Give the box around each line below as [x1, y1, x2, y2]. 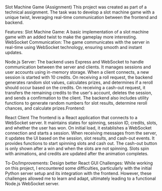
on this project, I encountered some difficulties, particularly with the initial [5, 165, 152, 171]
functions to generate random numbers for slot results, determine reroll [5, 100, 147, 106]
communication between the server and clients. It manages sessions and [5, 64, 151, 70]
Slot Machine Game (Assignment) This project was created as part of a [5, 4, 147, 10]
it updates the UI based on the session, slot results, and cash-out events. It [5, 135, 155, 141]
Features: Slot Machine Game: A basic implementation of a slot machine [5, 29, 149, 34]
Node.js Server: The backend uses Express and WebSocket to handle [5, 59, 144, 64]
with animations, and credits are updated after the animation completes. [5, 151, 149, 157]
